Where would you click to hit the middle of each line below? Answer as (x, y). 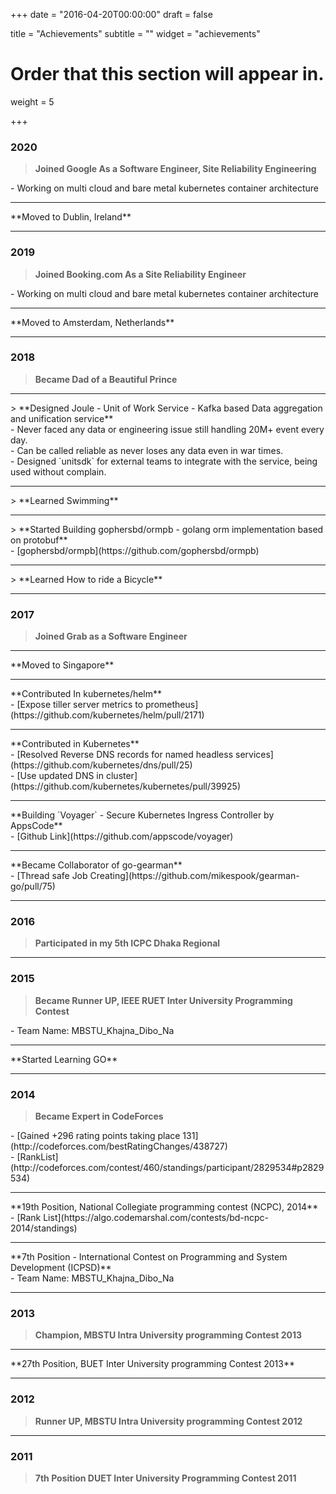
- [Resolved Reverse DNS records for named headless (122, 755)
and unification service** (62, 418)
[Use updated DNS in (60, 776)
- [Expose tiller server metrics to (77, 705)
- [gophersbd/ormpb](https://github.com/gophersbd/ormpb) (135, 550)
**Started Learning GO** (64, 1059)
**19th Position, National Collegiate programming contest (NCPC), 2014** (164, 1207)
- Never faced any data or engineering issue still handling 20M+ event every (167, 429)
